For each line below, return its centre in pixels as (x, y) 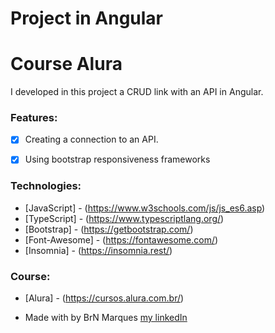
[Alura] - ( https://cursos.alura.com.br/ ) (104, 298)
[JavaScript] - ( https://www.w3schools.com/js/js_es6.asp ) (145, 208)
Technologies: (46, 186)
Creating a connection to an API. (91, 139)
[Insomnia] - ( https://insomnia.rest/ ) (98, 250)
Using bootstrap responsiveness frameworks (117, 159)
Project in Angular (87, 18)
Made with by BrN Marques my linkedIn (106, 318)
